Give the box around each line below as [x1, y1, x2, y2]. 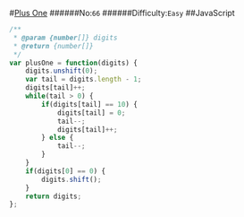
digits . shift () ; [41, 175, 102, 184]
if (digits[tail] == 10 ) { [41, 100, 139, 108]
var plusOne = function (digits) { [9, 58, 139, 67]
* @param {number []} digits [13, 33, 118, 42]
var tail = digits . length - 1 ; [25, 75, 142, 84]
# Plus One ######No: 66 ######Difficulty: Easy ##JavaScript [9, 8, 235, 18]
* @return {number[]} [13, 41, 94, 50]
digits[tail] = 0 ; [56, 108, 126, 117]
